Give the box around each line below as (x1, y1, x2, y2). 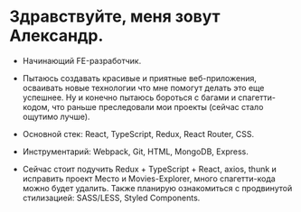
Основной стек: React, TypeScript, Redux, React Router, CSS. (22, 128, 255, 139)
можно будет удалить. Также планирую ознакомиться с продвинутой (22, 182, 293, 193)
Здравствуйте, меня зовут (9, 6, 221, 27)
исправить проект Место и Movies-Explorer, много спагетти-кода (22, 173, 276, 184)
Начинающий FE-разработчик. (22, 55, 142, 66)
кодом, (22, 101, 51, 112)
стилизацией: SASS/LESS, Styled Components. (22, 192, 201, 203)
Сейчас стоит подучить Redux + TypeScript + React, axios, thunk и (22, 163, 277, 174)
